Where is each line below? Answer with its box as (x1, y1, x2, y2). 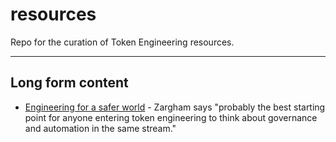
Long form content (10, 74, 129, 92)
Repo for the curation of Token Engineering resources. (10, 36, 235, 48)
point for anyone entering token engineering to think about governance (24, 111, 318, 123)
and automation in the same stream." (24, 122, 177, 134)
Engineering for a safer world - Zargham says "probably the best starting (24, 101, 326, 113)
